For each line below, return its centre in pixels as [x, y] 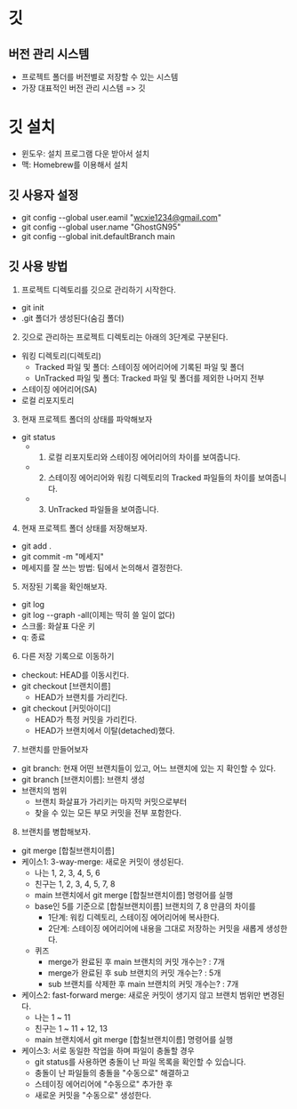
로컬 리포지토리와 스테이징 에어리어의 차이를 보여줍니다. [144, 457]
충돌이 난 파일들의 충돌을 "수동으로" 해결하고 [112, 1073]
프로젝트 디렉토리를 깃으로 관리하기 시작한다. [99, 289]
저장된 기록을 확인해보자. [64, 586]
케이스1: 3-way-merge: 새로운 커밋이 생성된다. [102, 861]
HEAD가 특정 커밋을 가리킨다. [85, 719]
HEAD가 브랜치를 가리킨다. [81, 697]
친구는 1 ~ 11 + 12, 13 [71, 1028]
